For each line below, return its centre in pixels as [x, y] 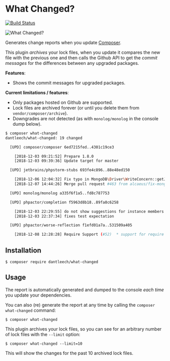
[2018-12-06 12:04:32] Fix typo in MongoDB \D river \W [71, 179]
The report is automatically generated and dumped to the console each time [85, 290]
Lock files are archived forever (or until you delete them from [76, 107]
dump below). [27, 124]
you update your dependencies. [38, 295]
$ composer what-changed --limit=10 [44, 344]
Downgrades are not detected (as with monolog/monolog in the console [86, 118]
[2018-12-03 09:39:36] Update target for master [67, 161]
